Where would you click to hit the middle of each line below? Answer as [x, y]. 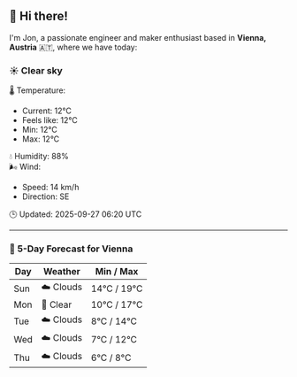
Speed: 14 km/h [50, 188]
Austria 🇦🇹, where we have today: [73, 47]
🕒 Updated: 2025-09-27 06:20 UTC [76, 214]
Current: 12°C [47, 111]
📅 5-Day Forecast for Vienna [71, 249]
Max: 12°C [41, 139]
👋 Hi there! [39, 16]
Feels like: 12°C [49, 120]
